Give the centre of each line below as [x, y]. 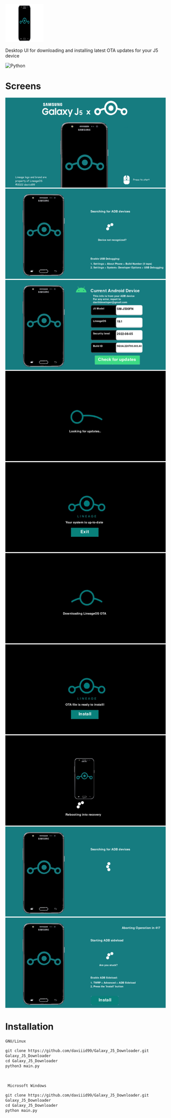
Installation [30, 1027]
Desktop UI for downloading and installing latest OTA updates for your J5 [82, 50]
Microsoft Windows [27, 1085]
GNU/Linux [16, 1041]
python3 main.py [22, 1066]
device [12, 56]
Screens [23, 86]
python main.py [21, 1110]
